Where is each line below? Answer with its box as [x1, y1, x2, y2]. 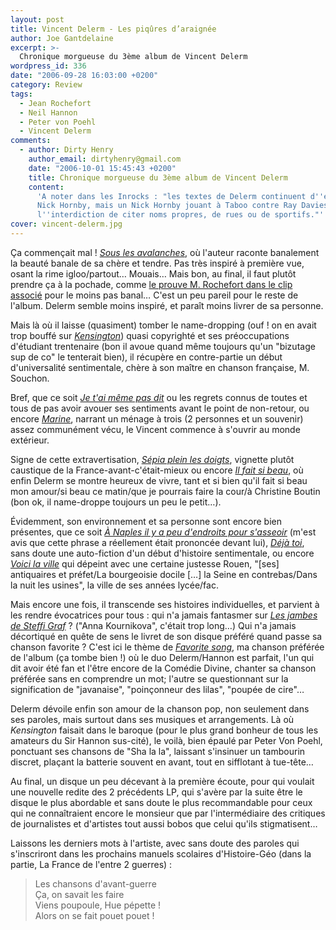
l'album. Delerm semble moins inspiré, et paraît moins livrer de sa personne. [10, 299, 324, 311]
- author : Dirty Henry [19, 145, 114, 155]
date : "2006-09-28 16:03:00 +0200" [10, 71, 159, 81]
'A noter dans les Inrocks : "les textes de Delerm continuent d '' [36, 191, 325, 201]
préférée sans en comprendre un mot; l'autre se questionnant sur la [10, 672, 289, 685]
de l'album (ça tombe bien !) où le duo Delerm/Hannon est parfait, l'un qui [10, 651, 315, 663]
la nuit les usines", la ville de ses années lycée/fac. [10, 579, 219, 591]
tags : [10, 89, 33, 99]
